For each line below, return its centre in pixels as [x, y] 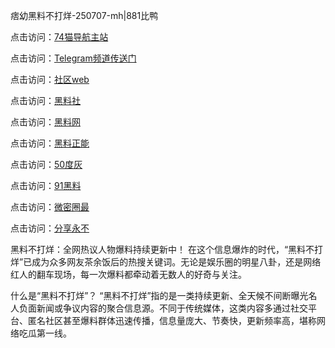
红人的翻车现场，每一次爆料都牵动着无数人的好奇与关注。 [128, 274]
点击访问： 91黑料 [46, 185]
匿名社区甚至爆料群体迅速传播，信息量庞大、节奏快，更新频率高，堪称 [172, 320]
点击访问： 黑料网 [45, 122]
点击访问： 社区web [50, 79]
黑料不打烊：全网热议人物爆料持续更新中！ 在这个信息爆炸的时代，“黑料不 [162, 249]
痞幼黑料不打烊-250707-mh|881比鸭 [84, 15]
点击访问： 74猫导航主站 [59, 37]
